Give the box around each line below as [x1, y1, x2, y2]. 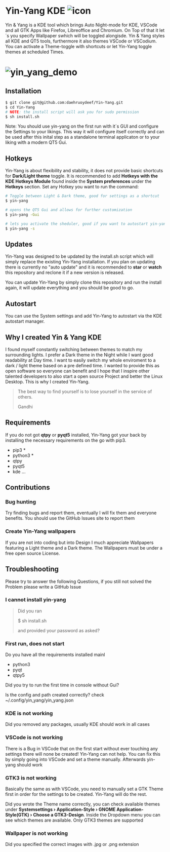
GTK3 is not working [5, 774, 57, 781]
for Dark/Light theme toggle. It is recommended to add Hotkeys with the [5, 173, 158, 179]
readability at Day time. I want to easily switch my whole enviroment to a [5, 357, 156, 363]
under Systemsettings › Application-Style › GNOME [5, 806, 116, 812]
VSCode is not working [5, 734, 63, 741]
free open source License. [5, 550, 60, 556]
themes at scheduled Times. [5, 49, 65, 55]
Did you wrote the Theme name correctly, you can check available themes [5, 801, 160, 807]
